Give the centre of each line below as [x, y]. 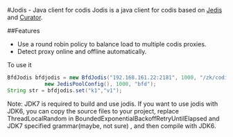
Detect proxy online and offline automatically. [82, 52]
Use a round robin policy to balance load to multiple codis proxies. [112, 44]
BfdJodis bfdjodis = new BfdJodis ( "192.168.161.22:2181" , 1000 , [102, 77]
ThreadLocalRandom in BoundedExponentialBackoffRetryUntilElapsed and [113, 118]
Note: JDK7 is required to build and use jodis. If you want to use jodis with [113, 104]
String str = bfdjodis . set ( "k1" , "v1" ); [65, 90]
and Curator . [25, 17]
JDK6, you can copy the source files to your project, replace [93, 111]
